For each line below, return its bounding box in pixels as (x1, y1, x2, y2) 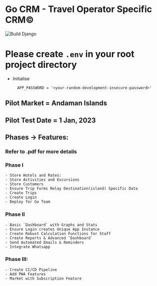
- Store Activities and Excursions (5, 177, 80, 183)
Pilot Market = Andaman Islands (5, 99, 107, 107)
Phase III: (5, 256, 29, 263)
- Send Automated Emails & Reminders (5, 240, 84, 245)
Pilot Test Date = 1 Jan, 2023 (5, 116, 96, 124)
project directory (5, 59, 77, 71)
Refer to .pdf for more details (5, 148, 77, 155)
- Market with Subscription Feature (5, 276, 82, 281)
